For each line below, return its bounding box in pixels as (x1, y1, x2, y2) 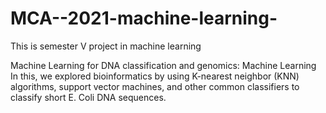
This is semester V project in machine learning (10, 40, 202, 52)
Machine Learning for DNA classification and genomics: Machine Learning (10, 59, 317, 71)
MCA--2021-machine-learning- (10, 7, 278, 30)
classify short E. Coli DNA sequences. (10, 91, 167, 103)
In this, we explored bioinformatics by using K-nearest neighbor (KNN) (10, 70, 300, 82)
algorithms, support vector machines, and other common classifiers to (10, 80, 300, 92)
